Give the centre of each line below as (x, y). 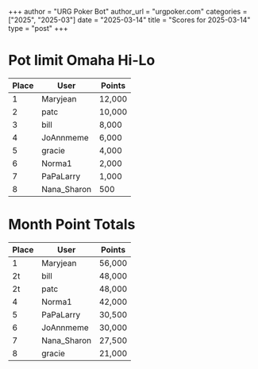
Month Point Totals (72, 225)
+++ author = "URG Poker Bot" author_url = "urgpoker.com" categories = (128, 12)
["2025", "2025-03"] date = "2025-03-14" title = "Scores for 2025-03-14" (129, 20)
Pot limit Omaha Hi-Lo (82, 61)
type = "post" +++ (39, 28)
